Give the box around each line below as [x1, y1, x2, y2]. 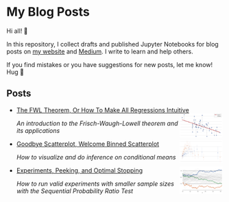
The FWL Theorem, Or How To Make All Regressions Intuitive [16, 105, 189, 114]
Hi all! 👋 [6, 27, 28, 35]
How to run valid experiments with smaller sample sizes [16, 179, 174, 188]
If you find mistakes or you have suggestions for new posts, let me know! [6, 60, 213, 68]
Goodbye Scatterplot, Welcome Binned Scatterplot [16, 140, 159, 148]
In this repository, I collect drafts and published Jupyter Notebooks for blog [6, 40, 219, 48]
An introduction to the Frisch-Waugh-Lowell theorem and [16, 119, 179, 127]
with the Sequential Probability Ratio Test [16, 186, 134, 195]
